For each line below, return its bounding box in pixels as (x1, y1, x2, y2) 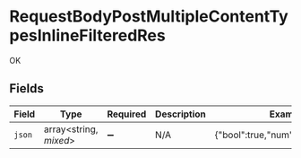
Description (155, 108, 206, 120)
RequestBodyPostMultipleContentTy (9, 6, 288, 27)
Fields (9, 81, 45, 96)
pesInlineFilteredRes (9, 25, 166, 46)
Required (107, 108, 147, 120)
